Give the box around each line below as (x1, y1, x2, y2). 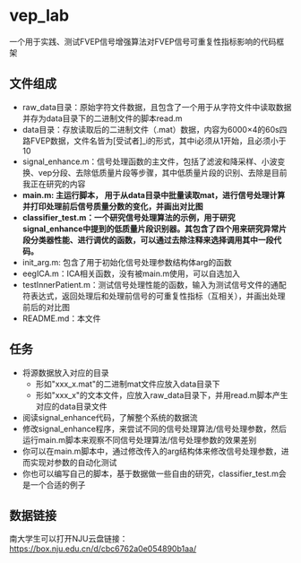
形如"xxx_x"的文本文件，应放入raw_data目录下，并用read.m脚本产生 (35, 389, 288, 400)
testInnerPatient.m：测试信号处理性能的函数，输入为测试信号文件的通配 (21, 279, 287, 290)
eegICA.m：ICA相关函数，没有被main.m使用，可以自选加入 (21, 268, 240, 279)
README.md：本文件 (21, 313, 101, 324)
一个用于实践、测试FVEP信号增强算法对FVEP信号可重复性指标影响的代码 (9, 36, 277, 47)
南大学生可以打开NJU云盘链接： (9, 533, 128, 544)
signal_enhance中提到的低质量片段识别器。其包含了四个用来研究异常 (21, 223, 279, 234)
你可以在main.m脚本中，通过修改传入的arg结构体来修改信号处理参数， (21, 446, 282, 456)
